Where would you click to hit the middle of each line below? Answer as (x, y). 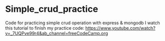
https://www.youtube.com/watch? (120, 28)
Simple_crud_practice (52, 9)
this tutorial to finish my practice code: (45, 28)
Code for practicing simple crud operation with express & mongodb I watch (82, 23)
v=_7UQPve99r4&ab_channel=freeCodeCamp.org (57, 33)
